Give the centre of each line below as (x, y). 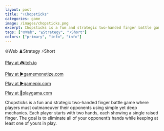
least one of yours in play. (31, 123)
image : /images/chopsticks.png (37, 23)
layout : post (18, 10)
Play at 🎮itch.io (21, 63)
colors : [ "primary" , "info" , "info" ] (43, 37)
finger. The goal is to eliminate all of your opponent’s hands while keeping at (82, 118)
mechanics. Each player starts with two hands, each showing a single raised (82, 112)
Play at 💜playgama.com (29, 93)
